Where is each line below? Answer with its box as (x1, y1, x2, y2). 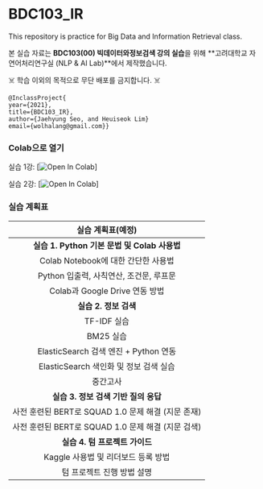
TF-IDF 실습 (84, 315, 130, 326)
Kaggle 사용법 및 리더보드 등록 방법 (43, 451, 171, 462)
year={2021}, (8, 101, 52, 109)
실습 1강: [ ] (8, 162, 98, 172)
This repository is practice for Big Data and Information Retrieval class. (8, 31, 243, 41)
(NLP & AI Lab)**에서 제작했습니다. (55, 58, 167, 68)
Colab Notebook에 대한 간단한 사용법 (39, 255, 175, 266)
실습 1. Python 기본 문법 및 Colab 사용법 (33, 239, 181, 251)
